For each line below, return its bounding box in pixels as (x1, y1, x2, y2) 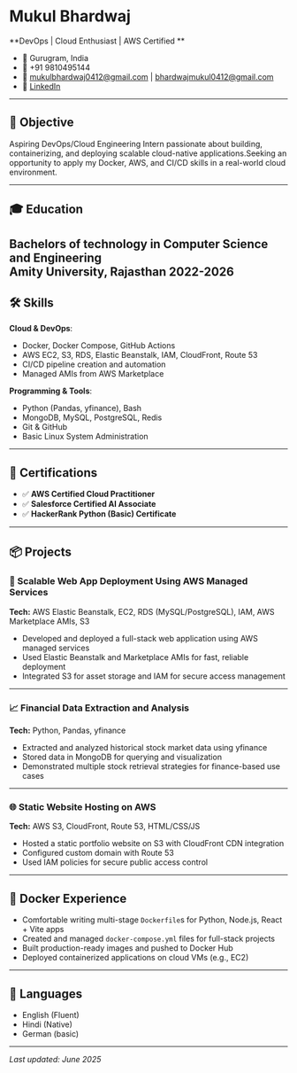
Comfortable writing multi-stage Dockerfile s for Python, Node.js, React (21, 914, 283, 925)
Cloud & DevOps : (9, 323, 73, 334)
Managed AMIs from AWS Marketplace (21, 369, 164, 379)
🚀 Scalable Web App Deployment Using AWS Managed (9, 575, 248, 587)
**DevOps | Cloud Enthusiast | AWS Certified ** (9, 35, 186, 46)
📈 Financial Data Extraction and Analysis (9, 702, 190, 714)
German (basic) (21, 1029, 80, 1039)
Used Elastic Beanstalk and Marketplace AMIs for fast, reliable (21, 651, 249, 662)
